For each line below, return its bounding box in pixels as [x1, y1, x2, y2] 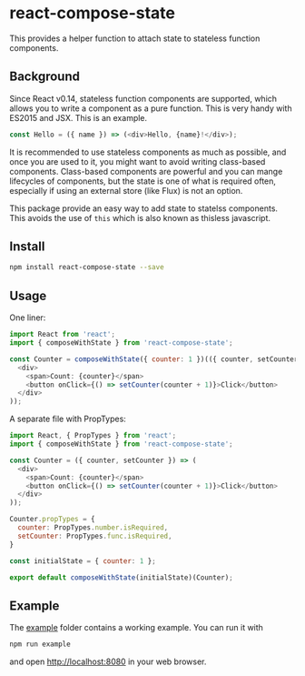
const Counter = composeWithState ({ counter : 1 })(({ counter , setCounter [9, 354, 299, 364]
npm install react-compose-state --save [9, 263, 165, 272]
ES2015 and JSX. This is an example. [9, 112, 148, 123]
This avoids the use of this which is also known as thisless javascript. [9, 212, 271, 223]
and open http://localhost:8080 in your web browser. [9, 656, 207, 667]
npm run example [9, 640, 71, 649]
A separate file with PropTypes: [9, 413, 127, 425]
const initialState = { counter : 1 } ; [9, 556, 156, 566]
